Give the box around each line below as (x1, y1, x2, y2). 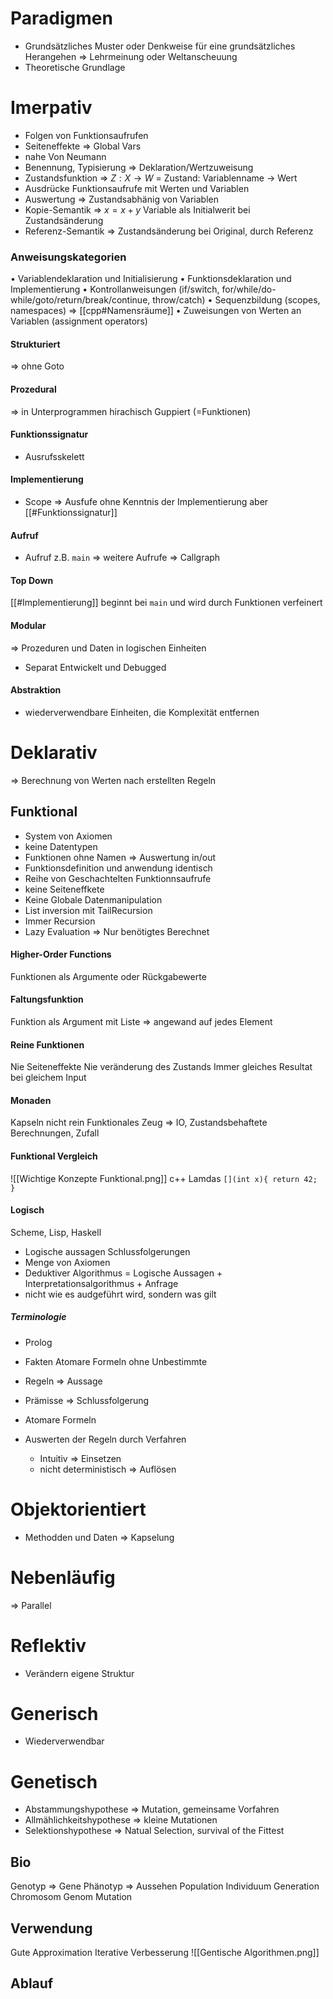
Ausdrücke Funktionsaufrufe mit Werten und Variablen (24, 182, 250, 194)
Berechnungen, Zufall (10, 1127, 100, 1139)
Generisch (10, 1702, 99, 1725)
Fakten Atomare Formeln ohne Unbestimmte (24, 1355, 208, 1367)
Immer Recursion (24, 915, 96, 927)
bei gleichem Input (10, 1072, 87, 1084)
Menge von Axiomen (24, 1256, 111, 1268)
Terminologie (10, 1311, 67, 1323)
